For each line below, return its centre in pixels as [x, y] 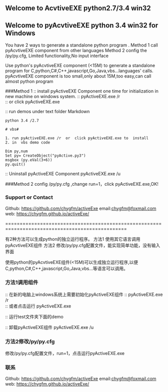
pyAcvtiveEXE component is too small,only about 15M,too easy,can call [78, 76]
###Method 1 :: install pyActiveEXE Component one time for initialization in [82, 91]
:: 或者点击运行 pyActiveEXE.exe [38, 306]
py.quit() [15, 165]
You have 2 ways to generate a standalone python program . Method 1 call [82, 45]
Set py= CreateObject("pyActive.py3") [45, 156]
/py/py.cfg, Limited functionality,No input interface [57, 56]
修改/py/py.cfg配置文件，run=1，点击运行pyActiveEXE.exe [65, 353]
